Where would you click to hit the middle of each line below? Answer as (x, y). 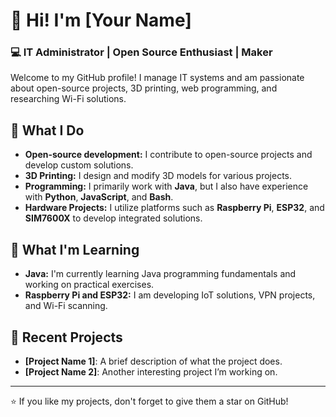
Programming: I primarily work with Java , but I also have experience (166, 186)
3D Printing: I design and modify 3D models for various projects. (158, 176)
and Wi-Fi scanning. (66, 306)
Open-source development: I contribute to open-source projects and (168, 155)
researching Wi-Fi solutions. (68, 99)
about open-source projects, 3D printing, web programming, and (144, 88)
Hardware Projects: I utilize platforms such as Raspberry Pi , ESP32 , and (174, 208)
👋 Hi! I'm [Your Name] (101, 20)
